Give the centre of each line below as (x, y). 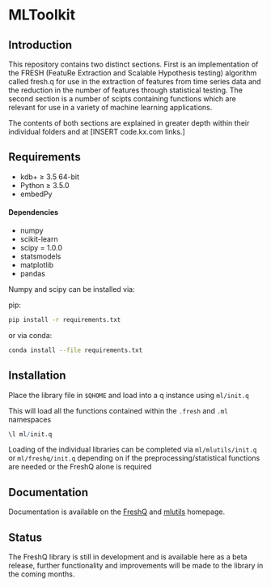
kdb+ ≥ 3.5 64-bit (49, 177)
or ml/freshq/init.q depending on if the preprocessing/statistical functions (134, 458)
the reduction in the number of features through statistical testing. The (125, 90)
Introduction (40, 45)
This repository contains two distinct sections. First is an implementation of (133, 64)
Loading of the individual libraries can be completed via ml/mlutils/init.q (133, 450)
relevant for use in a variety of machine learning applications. (110, 107)
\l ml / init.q (30, 434)
